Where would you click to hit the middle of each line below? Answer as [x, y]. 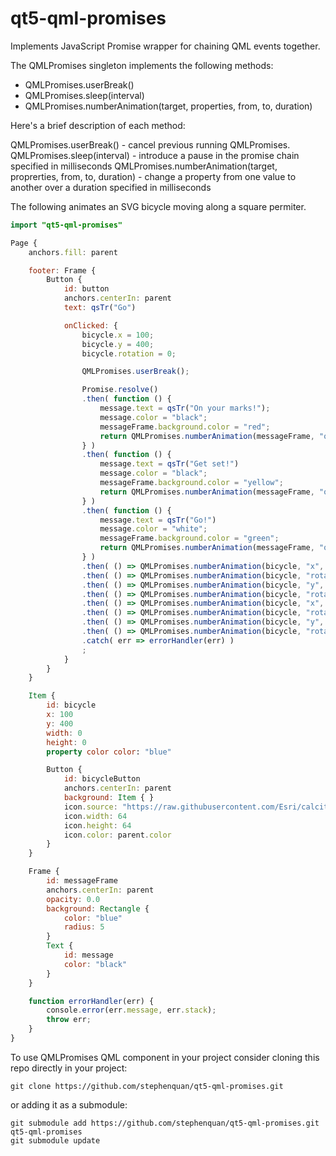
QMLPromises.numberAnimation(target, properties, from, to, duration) [168, 106]
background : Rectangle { [98, 908]
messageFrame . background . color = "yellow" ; [191, 483]
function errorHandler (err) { [91, 1001]
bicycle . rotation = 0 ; [129, 353]
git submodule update [55, 1140]
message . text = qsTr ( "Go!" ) [158, 520]
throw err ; [69, 1020]
